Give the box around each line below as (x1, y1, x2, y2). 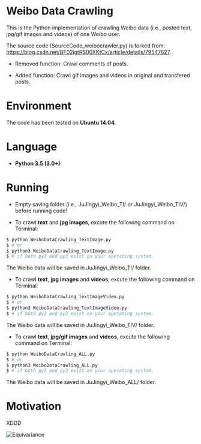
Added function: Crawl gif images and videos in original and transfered (14, 71, 190, 79)
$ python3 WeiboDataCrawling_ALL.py (6, 362, 98, 368)
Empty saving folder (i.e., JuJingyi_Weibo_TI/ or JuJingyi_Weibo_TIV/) (14, 200, 188, 208)
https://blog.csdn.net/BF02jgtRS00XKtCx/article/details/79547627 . (6, 48, 172, 55)
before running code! (14, 207, 68, 214)
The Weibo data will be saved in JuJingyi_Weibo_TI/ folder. (6, 264, 151, 271)
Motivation (6, 400, 62, 413)
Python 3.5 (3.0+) (14, 160, 61, 167)
